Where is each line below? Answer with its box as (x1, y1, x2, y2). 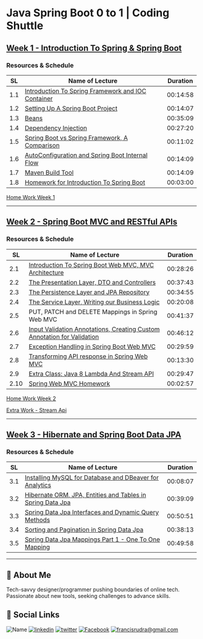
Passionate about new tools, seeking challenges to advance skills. (6, 592, 171, 600)
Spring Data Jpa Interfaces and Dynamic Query (25, 508, 159, 516)
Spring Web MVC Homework (28, 379, 111, 388)
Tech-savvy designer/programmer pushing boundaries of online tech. (6, 586, 180, 593)
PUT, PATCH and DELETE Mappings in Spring (28, 307, 158, 316)
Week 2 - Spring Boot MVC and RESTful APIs (6, 217, 178, 227)
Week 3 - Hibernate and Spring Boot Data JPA (6, 429, 181, 440)
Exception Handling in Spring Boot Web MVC (28, 342, 156, 350)
